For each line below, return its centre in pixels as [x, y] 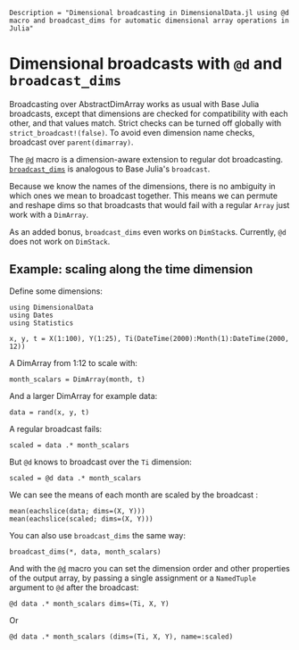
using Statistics [42, 323]
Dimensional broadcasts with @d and [146, 64]
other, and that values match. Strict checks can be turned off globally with [145, 123]
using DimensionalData [51, 307]
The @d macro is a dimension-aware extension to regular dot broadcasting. [146, 159]
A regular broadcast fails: [56, 429]
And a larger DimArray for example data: [83, 396]
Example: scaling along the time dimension [131, 269]
